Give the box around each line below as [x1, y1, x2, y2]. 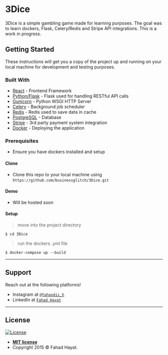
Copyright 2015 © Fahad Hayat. [12, 344, 78, 350]
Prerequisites [5, 137, 38, 144]
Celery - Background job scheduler [12, 104, 85, 110]
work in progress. [5, 31, 41, 37]
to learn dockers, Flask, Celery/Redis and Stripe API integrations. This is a [5, 25, 157, 31]
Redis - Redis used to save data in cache [12, 109, 96, 115]
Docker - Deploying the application [12, 125, 85, 131]
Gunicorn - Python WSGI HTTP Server [12, 99, 91, 105]
